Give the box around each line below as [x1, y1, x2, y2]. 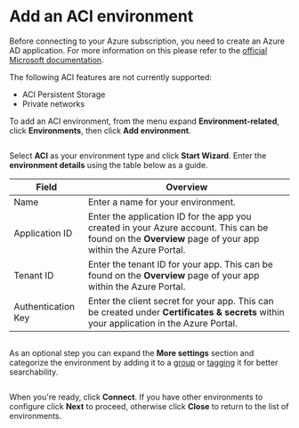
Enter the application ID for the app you [87, 210, 252, 222]
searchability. [9, 367, 59, 377]
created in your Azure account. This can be [87, 221, 269, 233]
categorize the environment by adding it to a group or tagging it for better [9, 357, 279, 367]
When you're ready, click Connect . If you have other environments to [9, 392, 263, 402]
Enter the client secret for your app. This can [87, 295, 274, 307]
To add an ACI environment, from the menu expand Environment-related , [9, 116, 280, 126]
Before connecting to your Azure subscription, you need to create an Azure [9, 36, 285, 46]
